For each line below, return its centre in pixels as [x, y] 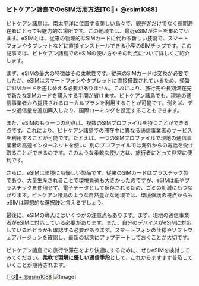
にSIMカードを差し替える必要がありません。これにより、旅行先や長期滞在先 [99, 88]
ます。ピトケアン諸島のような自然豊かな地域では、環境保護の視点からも [105, 195]
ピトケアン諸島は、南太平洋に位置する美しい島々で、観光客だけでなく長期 [97, 23]
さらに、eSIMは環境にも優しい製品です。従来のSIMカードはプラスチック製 [97, 173]
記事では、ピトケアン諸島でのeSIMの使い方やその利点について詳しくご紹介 [98, 53]
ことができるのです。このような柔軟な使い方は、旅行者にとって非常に [102, 153]
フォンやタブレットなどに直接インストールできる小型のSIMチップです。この [99, 46]
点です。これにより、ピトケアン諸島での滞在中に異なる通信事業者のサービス [99, 131]
